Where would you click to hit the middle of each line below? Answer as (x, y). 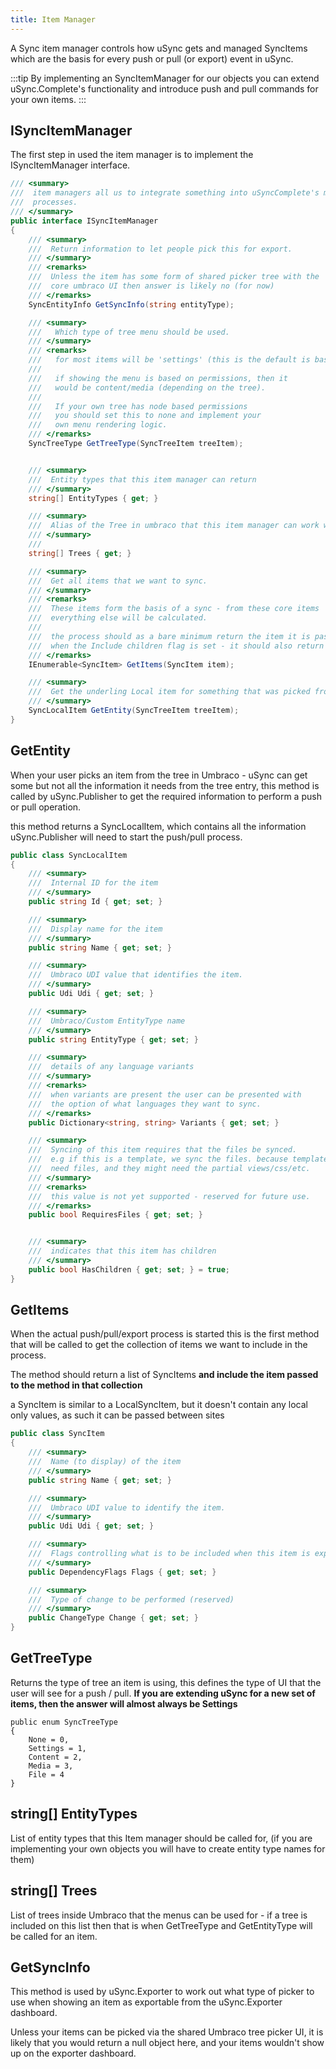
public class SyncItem (57, 1434)
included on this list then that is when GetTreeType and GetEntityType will (161, 1925)
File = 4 (46, 1774)
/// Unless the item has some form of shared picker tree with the (174, 277)
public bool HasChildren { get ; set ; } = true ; (129, 1269)
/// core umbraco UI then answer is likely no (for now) (151, 286)
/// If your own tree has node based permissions (138, 406)
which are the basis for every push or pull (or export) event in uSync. (152, 58)
